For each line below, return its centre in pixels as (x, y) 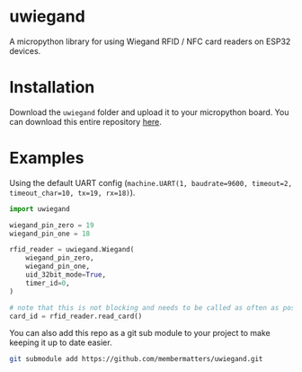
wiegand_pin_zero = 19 (52, 225)
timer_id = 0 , (48, 283)
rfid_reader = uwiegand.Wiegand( (72, 250)
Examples (47, 158)
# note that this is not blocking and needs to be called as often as (144, 307)
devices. (25, 50)
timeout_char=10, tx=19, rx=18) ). (72, 192)
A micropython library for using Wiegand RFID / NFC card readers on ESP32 (150, 41)
